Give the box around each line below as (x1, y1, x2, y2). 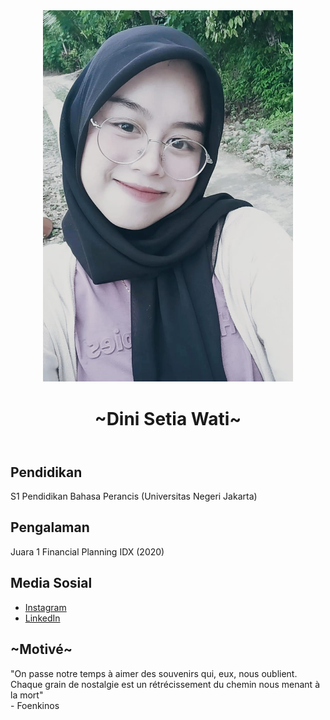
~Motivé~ (10, 641, 73, 658)
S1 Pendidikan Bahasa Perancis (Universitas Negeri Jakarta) (10, 490, 258, 503)
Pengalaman (10, 519, 90, 536)
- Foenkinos (10, 699, 60, 711)
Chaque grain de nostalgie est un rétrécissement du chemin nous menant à (10, 678, 320, 690)
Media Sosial (10, 575, 93, 592)
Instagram (24, 601, 67, 613)
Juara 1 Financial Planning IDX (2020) (10, 545, 165, 558)
